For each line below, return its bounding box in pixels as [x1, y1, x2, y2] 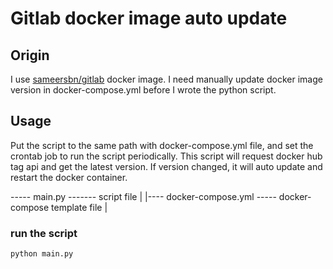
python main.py [10, 249, 74, 259]
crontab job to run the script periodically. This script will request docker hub [10, 150, 323, 162]
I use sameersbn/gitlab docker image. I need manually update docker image [10, 73, 323, 85]
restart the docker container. [10, 171, 128, 183]
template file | [51, 201, 108, 213]
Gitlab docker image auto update [10, 7, 288, 30]
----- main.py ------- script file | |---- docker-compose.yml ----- [10, 190, 277, 202]
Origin [10, 47, 50, 64]
